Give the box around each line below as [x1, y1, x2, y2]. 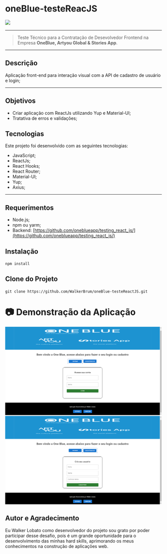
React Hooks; [12, 163, 40, 169]
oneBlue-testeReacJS [5, 3, 98, 14]
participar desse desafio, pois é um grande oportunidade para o [5, 533, 137, 539]
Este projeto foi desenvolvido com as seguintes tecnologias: [5, 143, 128, 149]
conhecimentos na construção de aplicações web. [5, 543, 108, 549]
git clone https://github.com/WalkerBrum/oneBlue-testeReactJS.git [5, 289, 148, 294]
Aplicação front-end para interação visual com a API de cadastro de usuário [5, 72, 161, 78]
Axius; [12, 184, 26, 190]
